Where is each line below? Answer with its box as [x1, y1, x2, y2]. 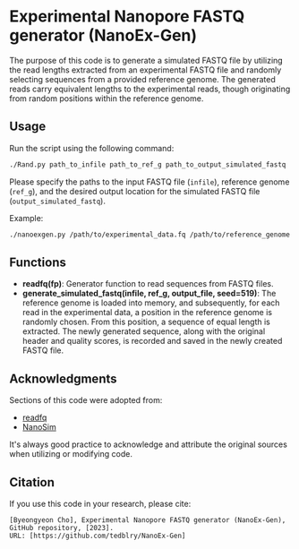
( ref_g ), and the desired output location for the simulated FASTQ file [9, 185, 261, 196]
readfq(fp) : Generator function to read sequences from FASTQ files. [21, 279, 274, 289]
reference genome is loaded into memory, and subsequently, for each [21, 297, 280, 308]
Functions [9, 254, 67, 270]
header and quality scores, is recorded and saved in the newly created [21, 336, 283, 347]
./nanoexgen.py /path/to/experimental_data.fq [9, 230, 186, 239]
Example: [9, 212, 44, 223]
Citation [9, 475, 56, 490]
